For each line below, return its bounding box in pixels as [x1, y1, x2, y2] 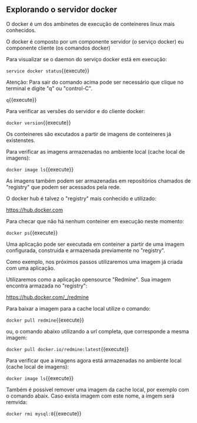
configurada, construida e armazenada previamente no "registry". [6, 247, 166, 254]
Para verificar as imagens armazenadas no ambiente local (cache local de [6, 148, 185, 155]
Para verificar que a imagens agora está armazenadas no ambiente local [6, 356, 182, 364]
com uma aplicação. [6, 265, 55, 272]
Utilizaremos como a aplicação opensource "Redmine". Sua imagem [6, 276, 171, 283]
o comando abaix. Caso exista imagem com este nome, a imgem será [6, 392, 175, 399]
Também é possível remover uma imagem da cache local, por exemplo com [6, 386, 189, 393]
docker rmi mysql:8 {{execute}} [6, 409, 82, 417]
